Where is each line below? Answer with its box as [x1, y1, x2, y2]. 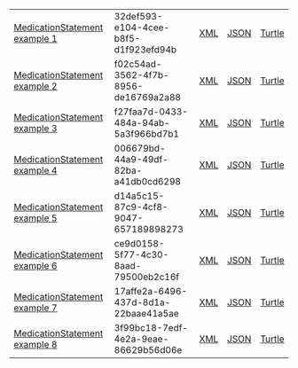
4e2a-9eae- [114, 333, 169, 345]
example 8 [13, 339, 58, 350]
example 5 [13, 212, 58, 224]
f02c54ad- [114, 58, 162, 70]
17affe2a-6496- [114, 286, 188, 297]
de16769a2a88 [114, 91, 182, 103]
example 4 [13, 164, 58, 176]
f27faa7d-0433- [114, 106, 189, 118]
